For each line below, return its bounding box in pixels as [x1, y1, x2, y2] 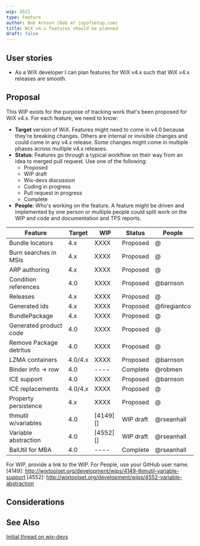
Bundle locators [9, 239, 54, 247]
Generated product [9, 321, 62, 329]
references [9, 282, 40, 291]
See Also [6, 517, 40, 528]
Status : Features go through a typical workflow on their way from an [14, 151, 183, 158]
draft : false [6, 31, 39, 37]
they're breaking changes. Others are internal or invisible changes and [14, 132, 187, 139]
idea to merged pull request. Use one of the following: [14, 157, 148, 164]
